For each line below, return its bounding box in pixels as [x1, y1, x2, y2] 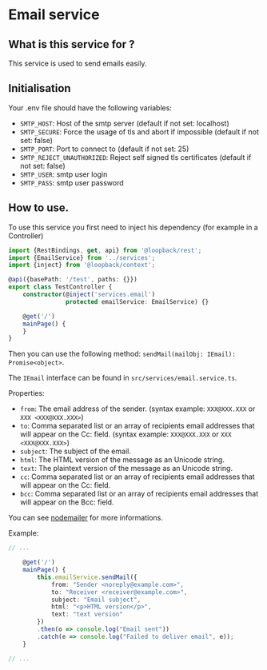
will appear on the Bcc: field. [19, 497, 114, 507]
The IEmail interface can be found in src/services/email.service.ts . [8, 373, 237, 383]
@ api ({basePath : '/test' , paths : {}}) [8, 276, 137, 284]
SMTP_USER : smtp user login [19, 169, 108, 179]
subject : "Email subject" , [50, 596, 141, 604]
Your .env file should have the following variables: [8, 102, 172, 113]
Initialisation [8, 82, 71, 95]
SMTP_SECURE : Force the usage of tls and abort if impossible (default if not [19, 126, 260, 137]
